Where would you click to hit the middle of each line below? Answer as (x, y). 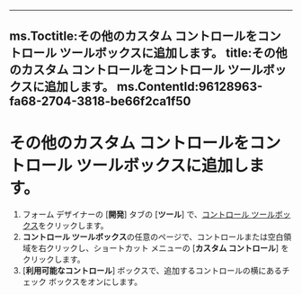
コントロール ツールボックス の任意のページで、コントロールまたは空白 (153, 237)
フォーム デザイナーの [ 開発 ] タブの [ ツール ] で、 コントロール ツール (149, 215)
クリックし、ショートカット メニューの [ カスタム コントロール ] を (168, 248)
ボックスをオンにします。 (95, 282)
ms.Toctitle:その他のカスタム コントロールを (133, 36)
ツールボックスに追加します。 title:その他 (173, 54)
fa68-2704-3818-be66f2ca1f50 (100, 101)
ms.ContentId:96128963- (190, 87)
